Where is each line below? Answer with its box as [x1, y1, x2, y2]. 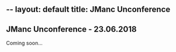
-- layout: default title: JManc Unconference [6, 5, 171, 14]
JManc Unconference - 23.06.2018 [6, 24, 137, 34]
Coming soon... [6, 40, 43, 47]
